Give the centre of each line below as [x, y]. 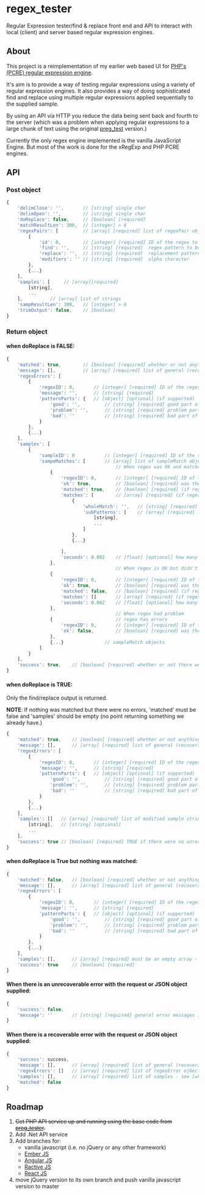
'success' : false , [41, 1009]
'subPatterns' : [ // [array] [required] [139, 512]
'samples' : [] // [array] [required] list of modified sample [101, 819]
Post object [23, 190]
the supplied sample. [33, 104]
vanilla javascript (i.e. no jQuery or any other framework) [95, 1147]
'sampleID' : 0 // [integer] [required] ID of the [117, 455]
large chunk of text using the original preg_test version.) [77, 128]
